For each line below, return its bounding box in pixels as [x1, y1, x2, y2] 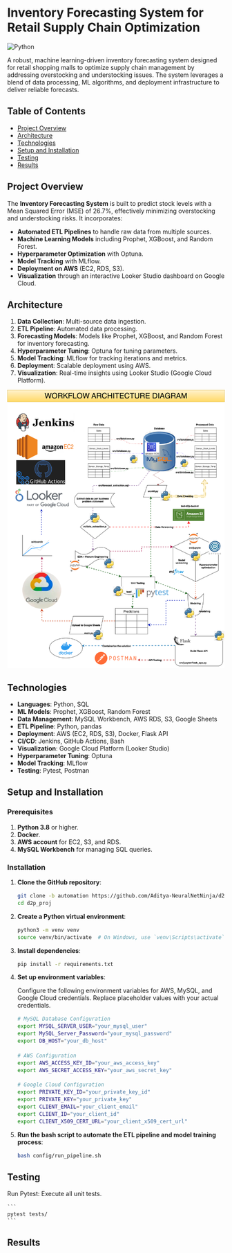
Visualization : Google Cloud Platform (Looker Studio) [17, 744, 170, 753]
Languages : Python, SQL [17, 700, 90, 708]
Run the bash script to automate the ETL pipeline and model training [17, 1130, 216, 1139]
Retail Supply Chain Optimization [7, 19, 200, 35]
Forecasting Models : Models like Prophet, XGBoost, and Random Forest [17, 332, 223, 340]
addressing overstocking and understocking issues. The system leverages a [7, 71, 224, 79]
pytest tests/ [7, 1211, 48, 1218]
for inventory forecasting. [17, 340, 90, 348]
